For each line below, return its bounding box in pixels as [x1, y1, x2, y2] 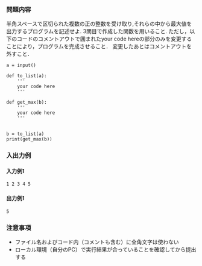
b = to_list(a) [6, 131, 45, 137]
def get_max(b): [6, 100, 47, 106]
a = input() [6, 62, 36, 69]
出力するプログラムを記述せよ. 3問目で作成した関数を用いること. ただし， [6, 28, 190, 35]
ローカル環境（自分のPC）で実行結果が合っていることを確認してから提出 [14, 245, 197, 253]
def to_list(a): [6, 73, 47, 79]
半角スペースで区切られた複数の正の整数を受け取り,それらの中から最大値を [6, 20, 192, 28]
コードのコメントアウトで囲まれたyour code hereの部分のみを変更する [16, 35, 192, 43]
